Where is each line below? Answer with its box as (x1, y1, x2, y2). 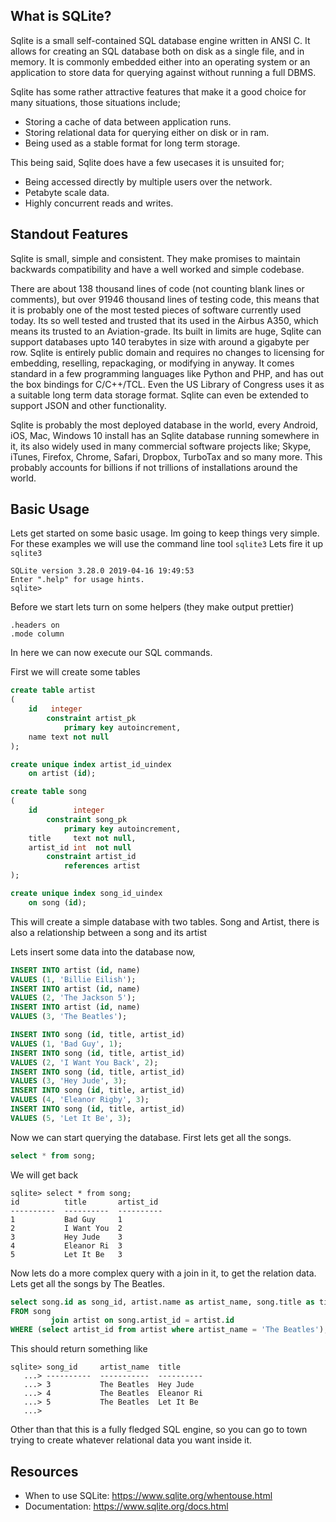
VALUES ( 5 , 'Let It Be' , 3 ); (10, 1113, 132, 1123)
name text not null (28, 732, 110, 742)
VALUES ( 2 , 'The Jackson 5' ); (10, 993, 137, 1003)
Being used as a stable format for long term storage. (24, 137, 241, 149)
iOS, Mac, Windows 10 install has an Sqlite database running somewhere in (10, 429, 320, 441)
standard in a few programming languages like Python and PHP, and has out (10, 367, 324, 379)
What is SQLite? (10, 8, 112, 25)
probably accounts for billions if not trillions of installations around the (10, 461, 298, 473)
